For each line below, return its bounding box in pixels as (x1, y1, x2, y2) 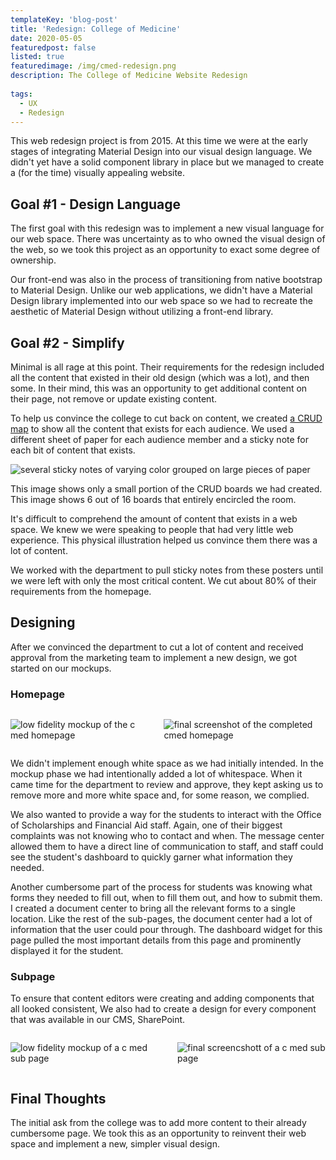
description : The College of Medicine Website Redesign (10, 71, 248, 81)
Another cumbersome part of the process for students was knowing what (10, 881, 313, 893)
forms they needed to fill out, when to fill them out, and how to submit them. (10, 892, 323, 904)
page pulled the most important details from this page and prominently (10, 934, 302, 946)
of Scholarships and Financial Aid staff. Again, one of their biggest (10, 819, 283, 831)
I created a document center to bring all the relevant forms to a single (10, 902, 296, 915)
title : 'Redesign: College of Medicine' (10, 24, 182, 34)
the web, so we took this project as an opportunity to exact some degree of (10, 244, 321, 256)
